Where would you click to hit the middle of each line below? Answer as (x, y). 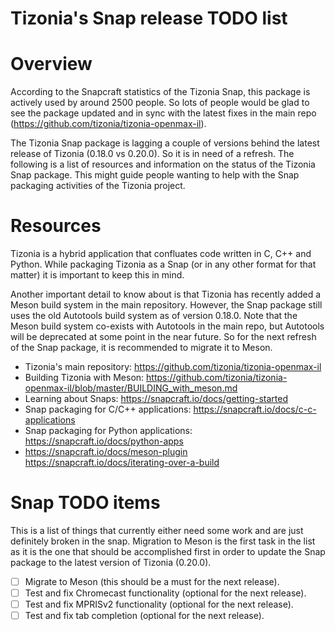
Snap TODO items (85, 503)
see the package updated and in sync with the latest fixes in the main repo (163, 113)
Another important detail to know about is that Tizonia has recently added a (166, 294)
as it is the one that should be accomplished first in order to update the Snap (168, 551)
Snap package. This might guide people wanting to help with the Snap (155, 175)
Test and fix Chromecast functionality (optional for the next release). (165, 593)
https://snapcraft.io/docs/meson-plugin (106, 452)
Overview (51, 64)
